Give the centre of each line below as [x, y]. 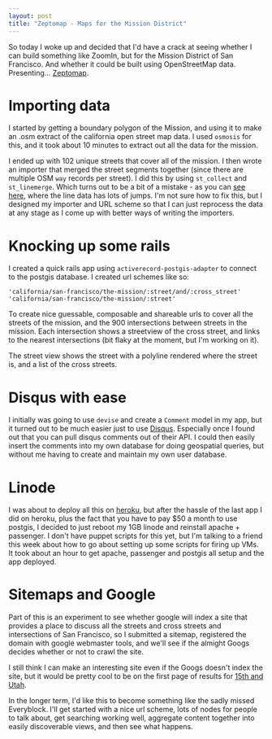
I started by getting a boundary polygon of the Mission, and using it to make [135, 128]
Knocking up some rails [89, 246]
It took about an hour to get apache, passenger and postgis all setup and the [136, 553]
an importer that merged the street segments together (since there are [126, 170]
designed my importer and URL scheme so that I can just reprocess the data [136, 204]
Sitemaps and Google [82, 595]
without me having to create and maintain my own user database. [118, 455]
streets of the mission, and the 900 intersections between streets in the [128, 323]
